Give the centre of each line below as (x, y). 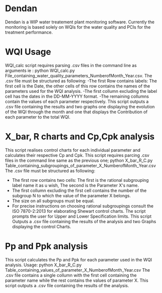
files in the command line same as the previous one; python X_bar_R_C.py (79, 160)
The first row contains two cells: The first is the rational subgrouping (80, 180)
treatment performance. (29, 32)
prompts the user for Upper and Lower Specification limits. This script (82, 216)
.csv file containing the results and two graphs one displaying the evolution (80, 106)
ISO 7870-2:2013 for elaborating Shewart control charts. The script (79, 211)
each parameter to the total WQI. (38, 117)
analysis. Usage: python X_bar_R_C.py (43, 265)
